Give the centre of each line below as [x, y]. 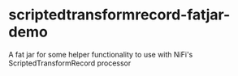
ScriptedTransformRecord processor [70, 63]
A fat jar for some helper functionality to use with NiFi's [101, 54]
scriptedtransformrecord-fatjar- [119, 15]
